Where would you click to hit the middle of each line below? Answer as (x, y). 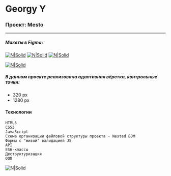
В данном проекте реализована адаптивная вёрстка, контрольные (81, 77)
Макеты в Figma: (24, 42)
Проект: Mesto (24, 25)
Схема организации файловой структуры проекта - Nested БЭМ (70, 136)
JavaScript (17, 132)
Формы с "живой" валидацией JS (38, 140)
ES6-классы (17, 150)
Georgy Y (26, 9)
